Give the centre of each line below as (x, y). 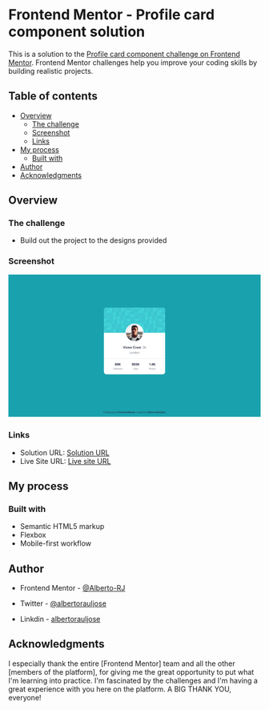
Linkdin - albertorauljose (60, 619)
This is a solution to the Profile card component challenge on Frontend (124, 54)
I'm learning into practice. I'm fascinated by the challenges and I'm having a (133, 680)
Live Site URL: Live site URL (65, 461)
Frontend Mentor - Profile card (111, 15)
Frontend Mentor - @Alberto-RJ (72, 588)
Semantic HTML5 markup (62, 526)
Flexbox (33, 535)
